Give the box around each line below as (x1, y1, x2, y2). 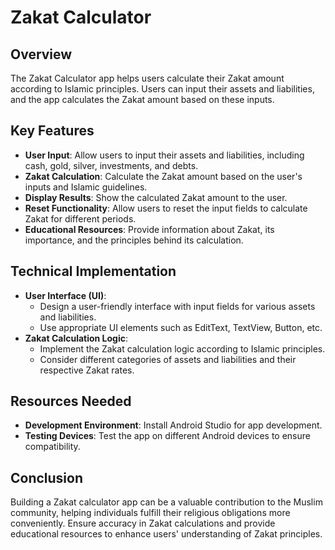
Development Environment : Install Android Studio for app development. (24, 419, 323, 431)
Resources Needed (10, 393, 132, 410)
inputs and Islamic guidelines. (24, 181, 148, 193)
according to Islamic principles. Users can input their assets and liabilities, (10, 83, 315, 95)
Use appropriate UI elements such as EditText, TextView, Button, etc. (39, 321, 323, 333)
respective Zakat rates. (39, 364, 135, 376)
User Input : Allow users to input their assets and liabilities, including (24, 149, 305, 161)
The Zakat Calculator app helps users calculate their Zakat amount (10, 72, 285, 84)
